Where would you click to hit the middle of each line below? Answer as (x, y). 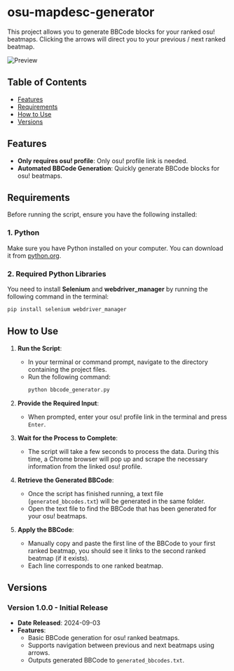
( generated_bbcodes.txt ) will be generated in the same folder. (116, 501)
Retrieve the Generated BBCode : (66, 480)
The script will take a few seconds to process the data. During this (123, 451)
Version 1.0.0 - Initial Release (58, 607)
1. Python (23, 233)
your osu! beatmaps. (57, 516)
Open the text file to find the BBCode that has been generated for (122, 508)
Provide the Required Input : (58, 403)
